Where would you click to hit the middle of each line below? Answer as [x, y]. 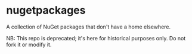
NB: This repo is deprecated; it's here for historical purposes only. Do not [96, 38]
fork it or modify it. [29, 45]
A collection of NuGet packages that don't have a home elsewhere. [89, 27]
